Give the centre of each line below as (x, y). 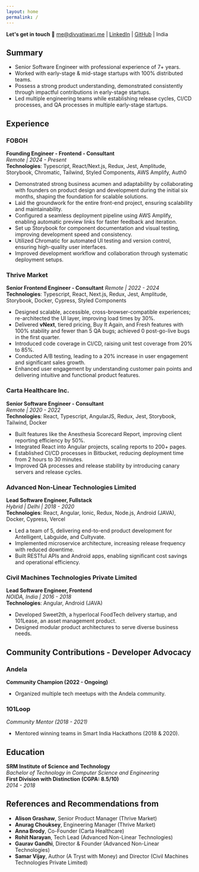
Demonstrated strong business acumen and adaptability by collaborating (104, 184)
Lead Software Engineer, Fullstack (49, 500)
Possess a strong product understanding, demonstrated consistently (99, 86)
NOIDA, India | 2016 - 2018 (39, 597)
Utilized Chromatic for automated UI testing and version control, (93, 241)
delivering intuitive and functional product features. (78, 375)
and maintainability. (39, 209)
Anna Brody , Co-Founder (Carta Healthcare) (70, 831)
